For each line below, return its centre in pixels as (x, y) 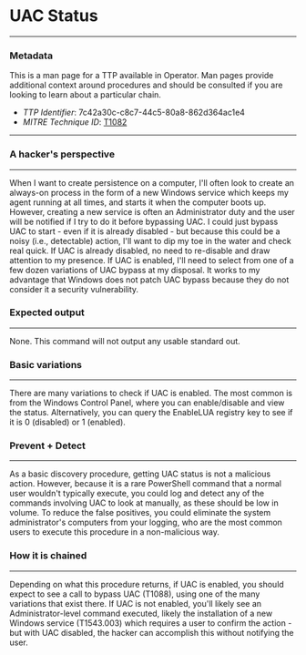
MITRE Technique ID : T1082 (75, 122)
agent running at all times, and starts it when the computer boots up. (138, 202)
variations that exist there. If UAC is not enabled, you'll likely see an (136, 603)
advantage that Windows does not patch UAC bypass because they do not (149, 280)
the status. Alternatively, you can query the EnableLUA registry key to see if (151, 413)
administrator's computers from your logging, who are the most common (146, 522)
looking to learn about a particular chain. (86, 95)
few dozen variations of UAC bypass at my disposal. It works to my (135, 270)
